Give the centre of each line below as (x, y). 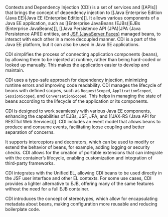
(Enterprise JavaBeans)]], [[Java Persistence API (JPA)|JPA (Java (73, 29)
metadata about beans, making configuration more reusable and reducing (81, 204)
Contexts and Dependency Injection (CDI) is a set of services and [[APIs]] (81, 7)
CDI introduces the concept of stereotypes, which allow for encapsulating (81, 198)
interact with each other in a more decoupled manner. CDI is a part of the (81, 39)
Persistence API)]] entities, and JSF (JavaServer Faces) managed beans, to (83, 34)
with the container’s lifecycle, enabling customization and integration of (79, 158)
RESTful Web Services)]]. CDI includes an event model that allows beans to (83, 122)
